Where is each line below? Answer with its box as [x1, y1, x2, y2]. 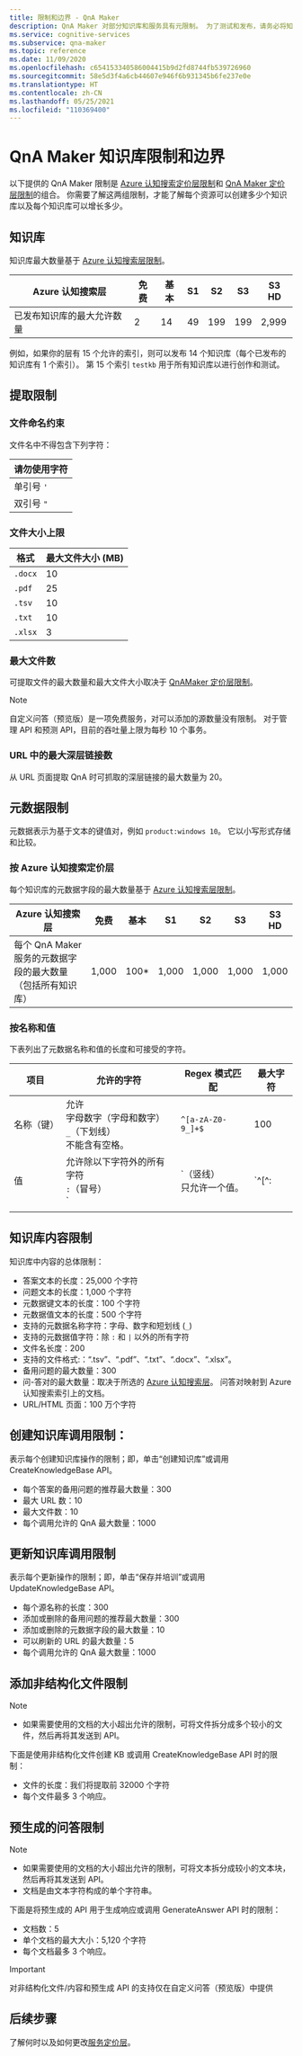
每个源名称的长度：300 [22, 1602, 110, 1613]
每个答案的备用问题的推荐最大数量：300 [22, 1483, 173, 1494]
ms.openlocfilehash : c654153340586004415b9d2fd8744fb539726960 [9, 64, 252, 73]
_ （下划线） [66, 1125, 116, 1138]
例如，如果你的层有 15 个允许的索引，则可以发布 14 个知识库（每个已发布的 [9, 348, 287, 358]
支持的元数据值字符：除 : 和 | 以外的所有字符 [22, 1331, 190, 1342]
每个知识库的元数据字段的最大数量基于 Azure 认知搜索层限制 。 [9, 883, 241, 895]
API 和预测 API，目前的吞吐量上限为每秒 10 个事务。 [19, 725, 211, 736]
